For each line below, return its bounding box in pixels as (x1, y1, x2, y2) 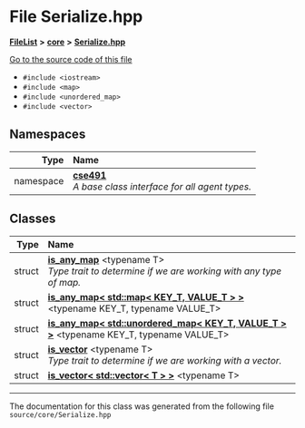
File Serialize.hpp (9, 6, 143, 27)
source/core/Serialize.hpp (9, 410, 112, 419)
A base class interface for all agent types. (72, 180, 251, 192)
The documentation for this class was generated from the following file (9, 401, 275, 412)
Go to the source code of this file (9, 53, 133, 64)
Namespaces (9, 127, 86, 142)
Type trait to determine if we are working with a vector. (47, 354, 282, 366)
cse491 (72, 169, 107, 181)
